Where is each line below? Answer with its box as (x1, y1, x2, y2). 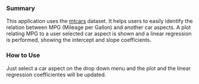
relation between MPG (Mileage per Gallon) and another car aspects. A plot (6, 24, 191, 31)
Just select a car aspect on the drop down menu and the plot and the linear (6, 64, 191, 72)
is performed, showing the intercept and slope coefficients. (6, 37, 152, 44)
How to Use (6, 51, 41, 60)
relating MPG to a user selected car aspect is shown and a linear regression (6, 30, 192, 37)
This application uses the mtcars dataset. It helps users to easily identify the (6, 18, 193, 25)
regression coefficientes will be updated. (6, 71, 107, 78)
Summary (6, 4, 36, 12)
